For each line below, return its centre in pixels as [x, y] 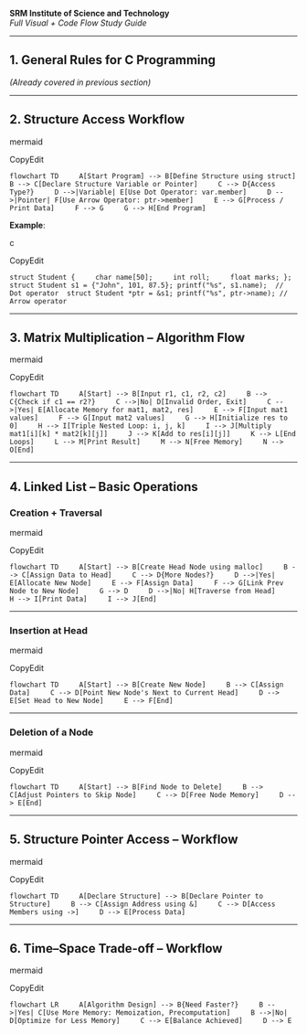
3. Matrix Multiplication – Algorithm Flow [127, 338]
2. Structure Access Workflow [97, 119]
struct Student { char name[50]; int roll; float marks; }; [151, 277]
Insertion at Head [49, 631]
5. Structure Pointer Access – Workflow [124, 840]
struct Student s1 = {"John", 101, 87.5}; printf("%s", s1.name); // [147, 285]
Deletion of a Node [52, 732]
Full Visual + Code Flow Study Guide [79, 23]
